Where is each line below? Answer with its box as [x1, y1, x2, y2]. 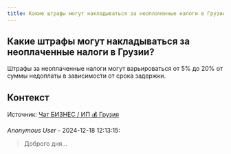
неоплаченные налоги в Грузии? [7, 46, 155, 58]
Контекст [7, 91, 49, 103]
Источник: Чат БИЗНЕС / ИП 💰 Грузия [7, 111, 119, 119]
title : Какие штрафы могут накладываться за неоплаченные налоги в [7, 10, 205, 17]
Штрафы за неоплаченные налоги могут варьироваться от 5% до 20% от [7, 65, 223, 73]
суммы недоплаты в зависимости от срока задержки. [7, 71, 166, 80]
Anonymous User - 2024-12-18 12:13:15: [7, 126, 120, 135]
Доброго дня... [23, 140, 67, 148]
